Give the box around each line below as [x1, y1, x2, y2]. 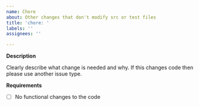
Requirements [6, 82, 42, 89]
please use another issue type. [6, 70, 82, 77]
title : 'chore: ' [6, 20, 50, 26]
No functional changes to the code [14, 93, 100, 101]
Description [6, 52, 36, 60]
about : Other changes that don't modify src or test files [6, 14, 157, 20]
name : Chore [6, 8, 36, 15]
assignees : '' [6, 31, 42, 37]
